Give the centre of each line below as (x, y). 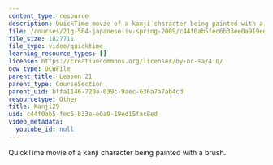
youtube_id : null (45, 129)
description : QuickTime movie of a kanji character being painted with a (136, 24)
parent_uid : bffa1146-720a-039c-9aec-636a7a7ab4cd (96, 91)
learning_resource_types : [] (58, 54)
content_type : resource (49, 16)
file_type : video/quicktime (56, 46)
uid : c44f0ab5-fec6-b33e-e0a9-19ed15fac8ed (83, 115)
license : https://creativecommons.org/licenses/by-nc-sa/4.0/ (116, 62)
